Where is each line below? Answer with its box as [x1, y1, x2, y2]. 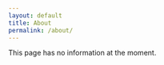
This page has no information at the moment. [8, 48, 157, 58]
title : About [8, 19, 52, 27]
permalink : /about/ [8, 26, 74, 34]
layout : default [8, 11, 62, 20]
